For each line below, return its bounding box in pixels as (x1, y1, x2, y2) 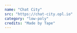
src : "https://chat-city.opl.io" (4, 12, 73, 16)
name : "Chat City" (4, 7, 42, 12)
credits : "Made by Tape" (4, 20, 55, 26)
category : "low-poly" (4, 16, 49, 21)
